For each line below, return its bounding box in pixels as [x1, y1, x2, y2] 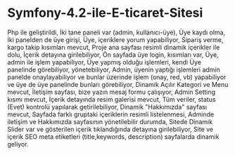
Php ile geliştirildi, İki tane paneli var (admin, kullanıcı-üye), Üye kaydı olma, [7, 28, 226, 36]
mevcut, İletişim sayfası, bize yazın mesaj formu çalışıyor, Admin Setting [7, 88, 216, 96]
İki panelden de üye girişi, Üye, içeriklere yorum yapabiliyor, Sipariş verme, [7, 35, 224, 43]
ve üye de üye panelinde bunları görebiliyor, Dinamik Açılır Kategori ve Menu [7, 80, 229, 88]
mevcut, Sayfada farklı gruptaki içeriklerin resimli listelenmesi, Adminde [7, 110, 215, 119]
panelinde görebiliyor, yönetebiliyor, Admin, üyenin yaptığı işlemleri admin [7, 65, 220, 74]
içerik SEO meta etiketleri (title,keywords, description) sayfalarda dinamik [7, 132, 220, 141]
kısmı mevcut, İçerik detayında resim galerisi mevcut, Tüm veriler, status [7, 95, 216, 103]
